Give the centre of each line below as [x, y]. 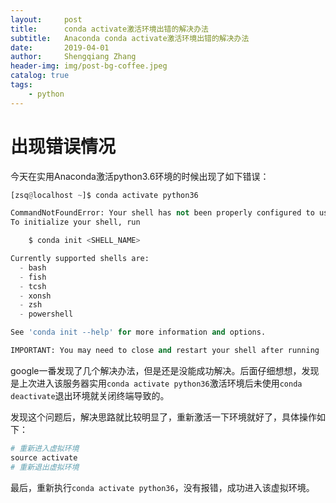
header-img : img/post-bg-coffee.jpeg [89, 66]
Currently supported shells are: [80, 259]
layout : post [46, 19]
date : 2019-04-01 [60, 47]
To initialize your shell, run [75, 222]
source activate [44, 457]
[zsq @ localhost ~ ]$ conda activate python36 [104, 195]
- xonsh [35, 296]
